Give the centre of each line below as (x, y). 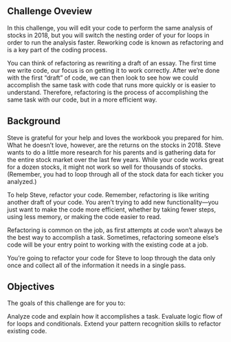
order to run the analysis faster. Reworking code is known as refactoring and (115, 42)
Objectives (31, 287)
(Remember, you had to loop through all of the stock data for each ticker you (115, 174)
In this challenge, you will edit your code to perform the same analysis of (110, 27)
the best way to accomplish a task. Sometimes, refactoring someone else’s (113, 237)
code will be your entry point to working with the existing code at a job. (108, 244)
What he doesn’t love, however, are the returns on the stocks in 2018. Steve (114, 145)
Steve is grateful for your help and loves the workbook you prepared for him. (115, 137)
